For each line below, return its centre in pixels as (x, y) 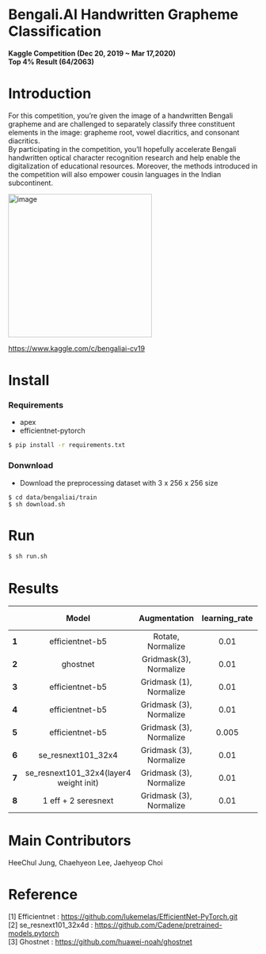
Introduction (50, 94)
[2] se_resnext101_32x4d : (51, 925)
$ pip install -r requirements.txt (67, 445)
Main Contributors (70, 841)
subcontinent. (31, 183)
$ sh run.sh (28, 556)
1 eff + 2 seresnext (78, 801)
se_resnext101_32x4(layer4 (78, 773)
